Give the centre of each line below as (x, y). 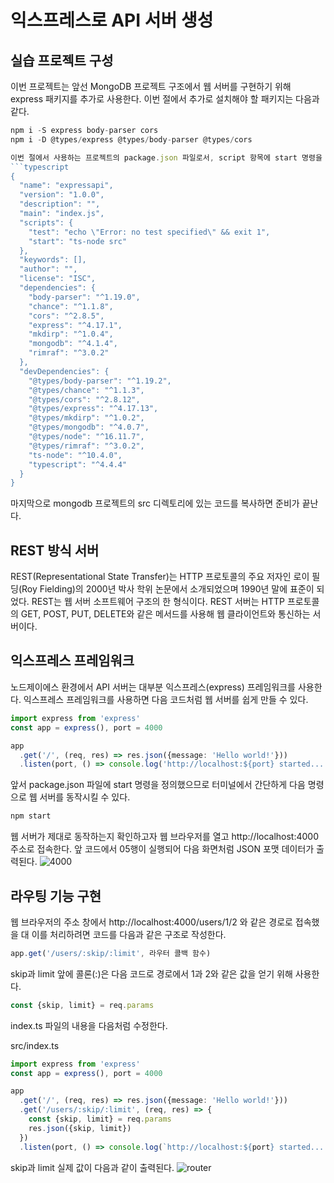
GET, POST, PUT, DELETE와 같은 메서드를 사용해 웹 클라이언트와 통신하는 (165, 614)
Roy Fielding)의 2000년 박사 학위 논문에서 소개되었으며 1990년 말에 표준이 (168, 589)
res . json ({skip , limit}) (80, 1128)
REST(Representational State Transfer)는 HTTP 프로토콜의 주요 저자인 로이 (160, 577)
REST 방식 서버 (55, 550)
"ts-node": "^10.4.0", (75, 455)
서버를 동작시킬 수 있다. (85, 797)
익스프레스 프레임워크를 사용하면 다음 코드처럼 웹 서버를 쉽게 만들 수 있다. (166, 699)
